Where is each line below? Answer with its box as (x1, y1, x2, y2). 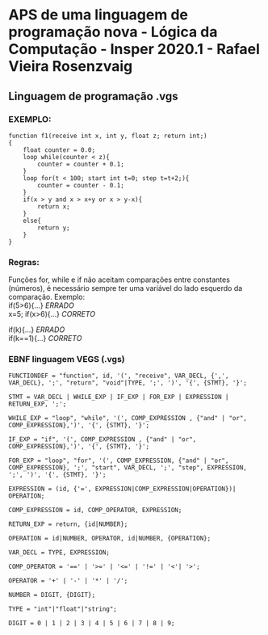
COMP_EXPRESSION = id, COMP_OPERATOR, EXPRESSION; (8, 507, 182, 515)
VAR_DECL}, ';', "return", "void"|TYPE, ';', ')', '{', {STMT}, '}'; (8, 379, 248, 387)
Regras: (8, 256, 40, 267)
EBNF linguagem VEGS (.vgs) (8, 354, 125, 365)
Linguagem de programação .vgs (8, 89, 178, 103)
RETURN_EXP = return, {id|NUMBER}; (8, 520, 128, 528)
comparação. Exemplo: (8, 292, 86, 302)
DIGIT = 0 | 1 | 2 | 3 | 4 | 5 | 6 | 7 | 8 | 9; (8, 620, 175, 628)
